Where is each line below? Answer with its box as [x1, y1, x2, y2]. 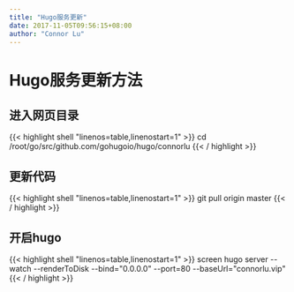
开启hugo [9, 230, 62, 245]
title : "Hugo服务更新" [9, 12, 87, 22]
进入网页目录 [9, 108, 79, 123]
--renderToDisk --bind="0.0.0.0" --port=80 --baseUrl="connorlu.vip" [33, 264, 286, 273]
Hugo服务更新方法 [9, 70, 143, 90]
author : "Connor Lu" [9, 29, 86, 38]
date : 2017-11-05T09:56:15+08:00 [9, 21, 132, 30]
